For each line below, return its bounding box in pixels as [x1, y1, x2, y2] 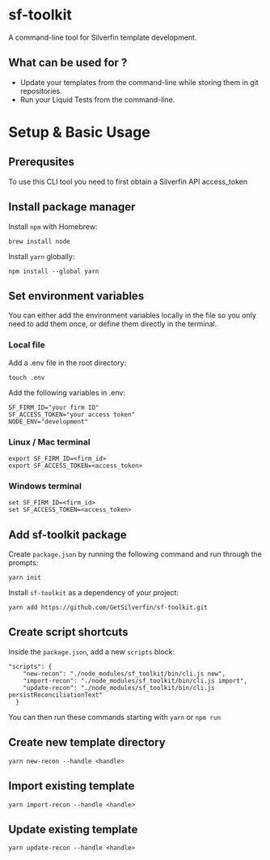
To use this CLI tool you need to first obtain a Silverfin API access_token [8, 177, 248, 186]
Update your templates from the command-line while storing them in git [19, 77, 259, 87]
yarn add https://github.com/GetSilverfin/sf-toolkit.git [8, 603, 208, 612]
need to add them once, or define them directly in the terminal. [8, 319, 217, 329]
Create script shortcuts [8, 625, 129, 639]
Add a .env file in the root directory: [8, 358, 127, 368]
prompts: [8, 558, 39, 568]
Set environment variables [8, 289, 145, 303]
